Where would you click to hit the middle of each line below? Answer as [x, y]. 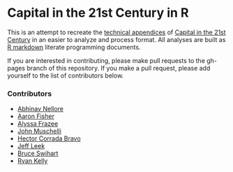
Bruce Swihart [38, 153]
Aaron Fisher [36, 116]
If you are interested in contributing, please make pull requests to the [106, 60]
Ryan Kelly [32, 161]
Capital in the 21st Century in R [98, 13]
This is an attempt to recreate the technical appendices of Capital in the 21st [116, 32]
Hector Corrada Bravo [49, 138]
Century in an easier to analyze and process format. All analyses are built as [116, 39]
